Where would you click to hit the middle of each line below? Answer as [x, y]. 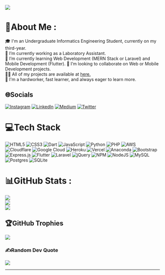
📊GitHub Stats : [39, 180]
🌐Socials [19, 95]
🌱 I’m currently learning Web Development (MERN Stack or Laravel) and [78, 58]
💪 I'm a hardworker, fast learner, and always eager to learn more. [71, 79]
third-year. [16, 48]
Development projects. [28, 69]
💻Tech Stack [33, 127]
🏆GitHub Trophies [34, 223]
